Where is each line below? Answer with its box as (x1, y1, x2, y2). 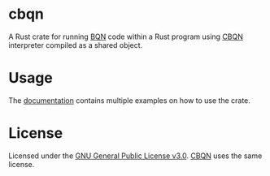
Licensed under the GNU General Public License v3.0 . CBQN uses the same (8, 151, 263, 161)
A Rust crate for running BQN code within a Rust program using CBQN (8, 32, 244, 41)
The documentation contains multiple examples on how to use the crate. (8, 95, 250, 105)
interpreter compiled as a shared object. (8, 40, 143, 49)
